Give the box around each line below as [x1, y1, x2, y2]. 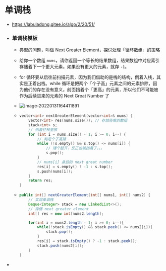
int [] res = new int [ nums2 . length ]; [28, 211, 104, 216]
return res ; [28, 178, 53, 183]
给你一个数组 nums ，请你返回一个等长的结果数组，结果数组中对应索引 [19, 58, 160, 64]
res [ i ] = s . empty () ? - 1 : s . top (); [37, 164, 113, 169]
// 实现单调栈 [28, 197, 54, 202]
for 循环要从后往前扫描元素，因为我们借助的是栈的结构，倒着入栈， [19, 74, 157, 80]
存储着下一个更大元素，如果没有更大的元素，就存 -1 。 [19, 64, 129, 70]
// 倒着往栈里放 [28, 127, 57, 132]
